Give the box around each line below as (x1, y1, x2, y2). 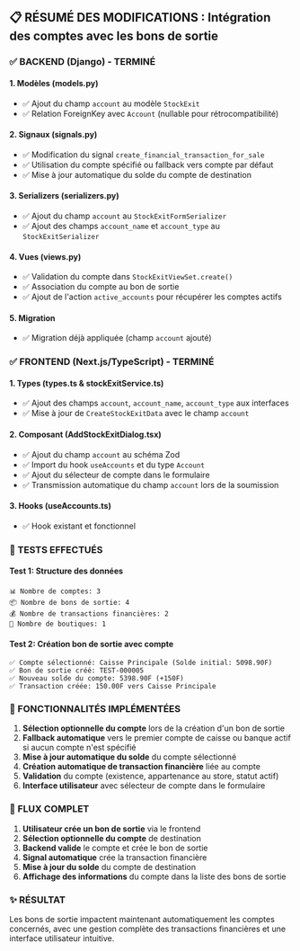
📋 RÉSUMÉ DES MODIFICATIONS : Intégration (9, 10, 271, 25)
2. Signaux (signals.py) (9, 129, 98, 140)
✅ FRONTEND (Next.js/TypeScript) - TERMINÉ (9, 356, 215, 369)
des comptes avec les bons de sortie (9, 29, 218, 44)
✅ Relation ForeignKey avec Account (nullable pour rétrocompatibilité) (22, 108, 279, 119)
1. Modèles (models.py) (9, 77, 99, 88)
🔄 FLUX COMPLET (9, 803, 90, 815)
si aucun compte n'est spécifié (22, 742, 137, 753)
